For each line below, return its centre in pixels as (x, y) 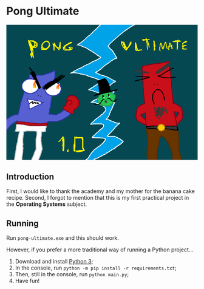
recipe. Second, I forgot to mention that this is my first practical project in (98, 198)
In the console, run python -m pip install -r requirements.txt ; (96, 268)
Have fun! (27, 281)
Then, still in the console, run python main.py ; (72, 274)
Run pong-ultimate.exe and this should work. (63, 238)
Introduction (30, 177)
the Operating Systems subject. (47, 204)
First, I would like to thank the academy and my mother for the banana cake (101, 191)
